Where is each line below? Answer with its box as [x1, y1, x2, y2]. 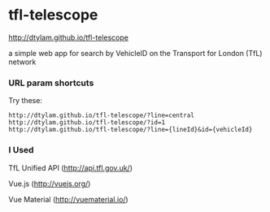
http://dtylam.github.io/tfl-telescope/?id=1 [8, 119, 165, 127]
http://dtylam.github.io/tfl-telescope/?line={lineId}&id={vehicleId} [8, 126, 253, 134]
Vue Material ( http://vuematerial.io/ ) [8, 194, 128, 204]
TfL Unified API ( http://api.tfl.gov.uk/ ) [8, 162, 133, 172]
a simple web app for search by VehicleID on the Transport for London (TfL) [8, 48, 263, 58]
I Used [8, 145, 34, 156]
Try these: [8, 96, 43, 106]
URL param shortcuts [8, 77, 94, 89]
